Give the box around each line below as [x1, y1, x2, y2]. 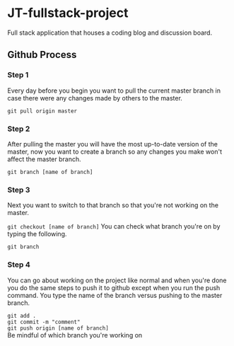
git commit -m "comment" [7, 318, 81, 325]
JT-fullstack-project [7, 5, 129, 21]
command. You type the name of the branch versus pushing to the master [7, 291, 223, 299]
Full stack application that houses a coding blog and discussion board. [7, 28, 213, 37]
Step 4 [7, 260, 30, 270]
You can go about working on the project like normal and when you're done [7, 276, 227, 284]
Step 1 [7, 70, 29, 80]
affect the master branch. [7, 154, 81, 163]
